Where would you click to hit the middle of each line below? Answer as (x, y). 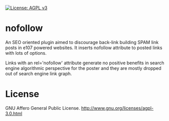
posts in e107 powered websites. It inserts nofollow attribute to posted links (84, 48)
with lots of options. (26, 53)
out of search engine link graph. (39, 73)
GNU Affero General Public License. (43, 108)
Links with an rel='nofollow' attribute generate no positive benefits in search (85, 63)
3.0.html (14, 113)
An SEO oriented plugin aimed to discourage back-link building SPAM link (82, 42)
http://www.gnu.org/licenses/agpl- (117, 108)
